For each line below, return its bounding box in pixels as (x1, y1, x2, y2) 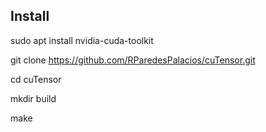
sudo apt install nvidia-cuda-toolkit (10, 34, 154, 46)
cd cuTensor (10, 73, 62, 85)
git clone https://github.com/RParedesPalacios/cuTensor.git (10, 54, 256, 66)
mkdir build (10, 92, 57, 104)
